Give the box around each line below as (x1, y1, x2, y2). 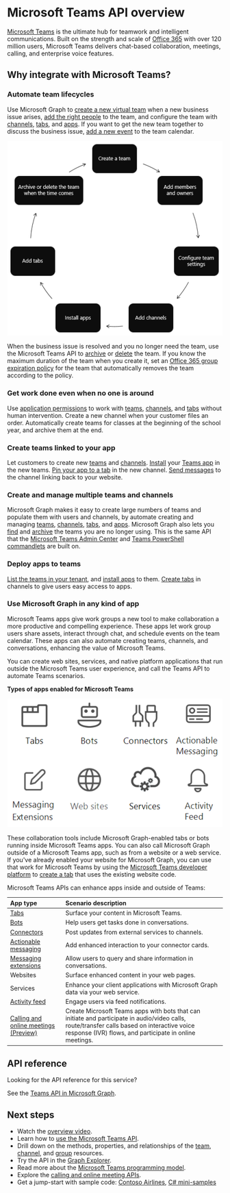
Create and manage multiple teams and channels (7, 490, 173, 499)
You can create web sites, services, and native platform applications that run (7, 657, 223, 665)
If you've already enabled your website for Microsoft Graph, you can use (7, 856, 212, 864)
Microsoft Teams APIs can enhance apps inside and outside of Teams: (7, 883, 205, 892)
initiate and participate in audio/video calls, (65, 1014, 186, 1022)
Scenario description (65, 899, 127, 907)
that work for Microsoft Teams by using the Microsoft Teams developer (7, 863, 207, 871)
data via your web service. (65, 988, 140, 996)
